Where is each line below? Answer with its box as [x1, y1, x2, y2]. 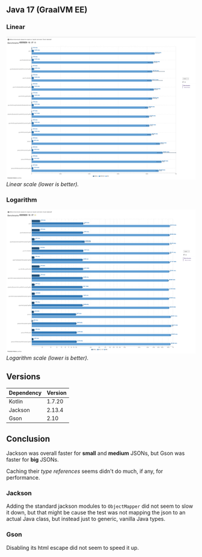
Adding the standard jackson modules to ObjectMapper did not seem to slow [6, 502, 194, 510]
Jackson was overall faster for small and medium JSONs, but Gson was [6, 450, 185, 457]
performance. [6, 474, 40, 481]
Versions [6, 372, 41, 382]
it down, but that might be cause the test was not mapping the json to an [6, 509, 186, 516]
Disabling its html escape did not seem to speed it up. [6, 544, 139, 551]
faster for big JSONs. [6, 456, 59, 463]
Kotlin [8, 398, 23, 405]
